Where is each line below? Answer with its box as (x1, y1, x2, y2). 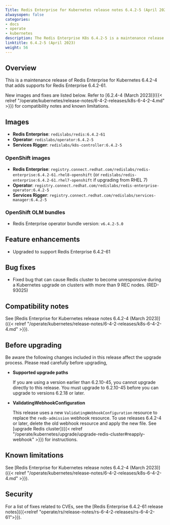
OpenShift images (5, 155, 51, 162)
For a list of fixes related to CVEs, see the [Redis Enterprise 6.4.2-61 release (5, 503, 163, 509)
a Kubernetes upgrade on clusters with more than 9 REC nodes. (12, 282, 146, 288)
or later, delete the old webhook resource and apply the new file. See (12, 420, 157, 426)
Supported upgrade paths (12, 370, 68, 376)
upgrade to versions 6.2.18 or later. (12, 390, 85, 396)
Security (5, 490, 33, 499)
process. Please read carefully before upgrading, (5, 360, 108, 366)
